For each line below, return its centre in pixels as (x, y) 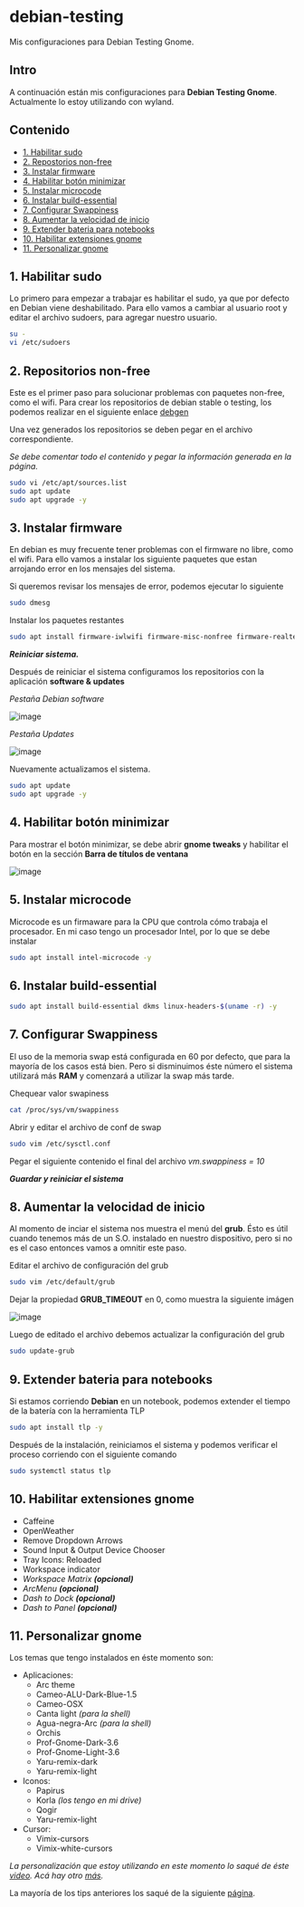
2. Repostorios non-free (67, 161)
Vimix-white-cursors (74, 1848)
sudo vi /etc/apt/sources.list (68, 483)
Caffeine (38, 1521)
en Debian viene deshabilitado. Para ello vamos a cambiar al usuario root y (148, 308)
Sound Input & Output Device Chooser (94, 1549)
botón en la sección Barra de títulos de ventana (99, 854)
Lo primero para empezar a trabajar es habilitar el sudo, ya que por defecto (149, 298)
